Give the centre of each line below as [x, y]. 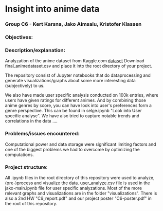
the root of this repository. [31, 203]
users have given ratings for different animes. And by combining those [75, 100]
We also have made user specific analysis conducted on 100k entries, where [82, 95]
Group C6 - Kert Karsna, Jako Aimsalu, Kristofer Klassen [73, 24]
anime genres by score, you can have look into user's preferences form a [78, 105]
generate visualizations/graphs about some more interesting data [71, 81]
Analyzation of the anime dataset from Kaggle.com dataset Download [75, 61]
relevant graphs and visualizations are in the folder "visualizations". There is [81, 193]
